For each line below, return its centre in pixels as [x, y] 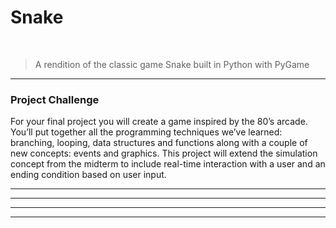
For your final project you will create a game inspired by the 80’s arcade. [159, 122]
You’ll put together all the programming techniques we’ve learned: [146, 132]
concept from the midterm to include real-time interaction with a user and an [168, 164]
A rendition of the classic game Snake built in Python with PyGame [172, 64]
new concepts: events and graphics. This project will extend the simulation [164, 153]
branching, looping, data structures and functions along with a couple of [159, 143]
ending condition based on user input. [88, 175]
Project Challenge [55, 99]
